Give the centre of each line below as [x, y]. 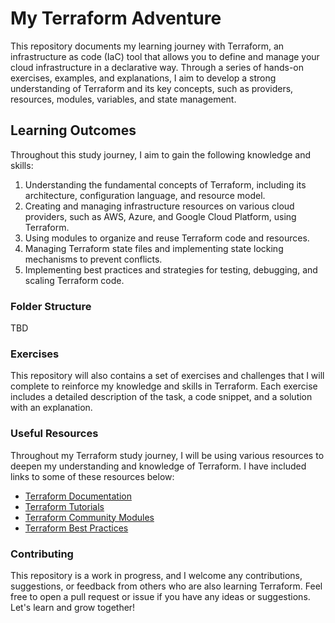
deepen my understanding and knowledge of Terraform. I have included [158, 466]
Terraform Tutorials [64, 506]
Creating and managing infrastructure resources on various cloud [159, 206]
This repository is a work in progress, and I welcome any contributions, [156, 575]
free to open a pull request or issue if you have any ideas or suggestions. [160, 596]
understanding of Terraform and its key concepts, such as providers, [152, 88]
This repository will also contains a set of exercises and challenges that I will [167, 376]
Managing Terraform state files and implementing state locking [154, 248]
